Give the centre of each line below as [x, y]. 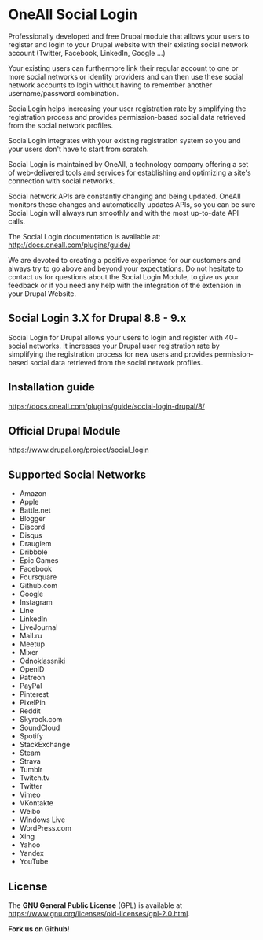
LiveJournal [38, 627]
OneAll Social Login [73, 15]
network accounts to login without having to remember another [110, 85]
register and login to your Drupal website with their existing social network [128, 44]
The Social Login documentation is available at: [84, 236]
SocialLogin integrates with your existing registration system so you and [124, 140]
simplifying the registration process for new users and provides [111, 354]
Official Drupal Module [64, 431]
